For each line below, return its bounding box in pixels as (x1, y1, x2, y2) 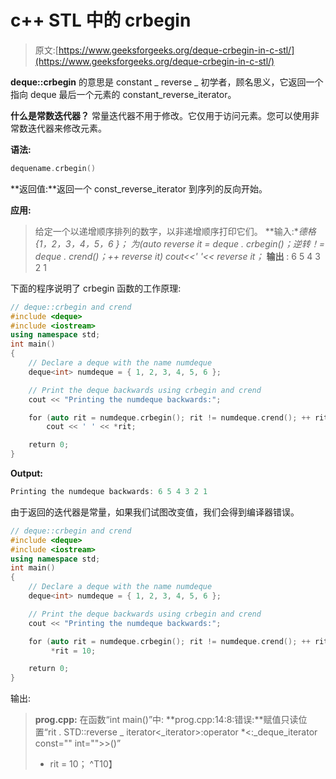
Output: (10, 467, 43, 480)
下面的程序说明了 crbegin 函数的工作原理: (10, 282, 182, 294)
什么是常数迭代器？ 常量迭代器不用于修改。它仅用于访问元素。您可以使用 (10, 109, 311, 121)
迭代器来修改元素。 (27, 122, 107, 134)
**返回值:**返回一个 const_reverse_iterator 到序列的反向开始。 (10, 182, 268, 195)
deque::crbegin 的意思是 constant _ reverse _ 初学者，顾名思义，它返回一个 (10, 76, 324, 88)
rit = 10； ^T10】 (49, 758, 118, 770)
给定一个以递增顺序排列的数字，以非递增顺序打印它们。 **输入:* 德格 (34, 225, 317, 237)
